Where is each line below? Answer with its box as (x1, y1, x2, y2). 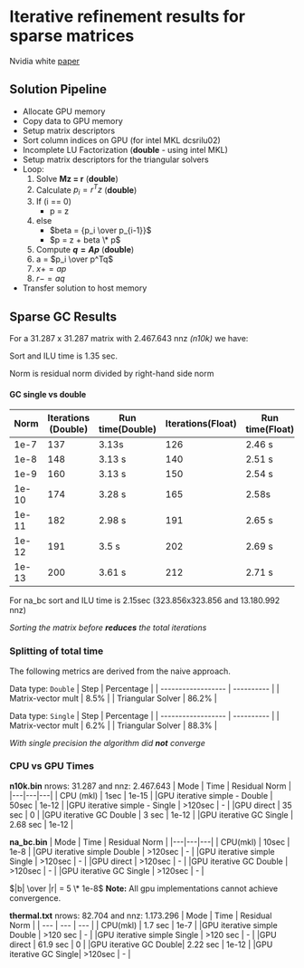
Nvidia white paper (9, 55, 80, 66)
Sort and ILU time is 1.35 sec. (9, 350, 118, 361)
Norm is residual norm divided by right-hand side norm (9, 369, 214, 379)
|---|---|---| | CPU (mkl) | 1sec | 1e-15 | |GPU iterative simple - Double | (9, 790, 273, 800)
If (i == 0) (35, 196, 72, 207)
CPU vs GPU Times (9, 760, 95, 772)
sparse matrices (9, 25, 135, 46)
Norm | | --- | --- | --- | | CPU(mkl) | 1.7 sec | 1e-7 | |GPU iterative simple (9, 919, 278, 930)
